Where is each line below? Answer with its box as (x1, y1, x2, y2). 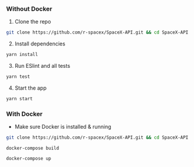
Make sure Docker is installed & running (14, 123, 111, 130)
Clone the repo (14, 18, 51, 25)
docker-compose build (6, 145, 60, 151)
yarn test (6, 74, 31, 80)
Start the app (14, 84, 47, 91)
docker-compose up (6, 155, 51, 161)
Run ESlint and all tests (14, 63, 71, 70)
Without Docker (6, 5, 52, 13)
